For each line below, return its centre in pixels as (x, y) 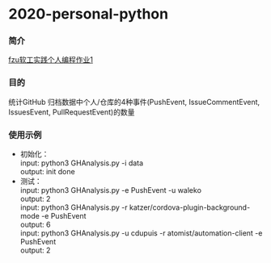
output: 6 (35, 225)
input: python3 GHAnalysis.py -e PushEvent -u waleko (111, 190)
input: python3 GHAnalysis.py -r (74, 207)
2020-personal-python (88, 14)
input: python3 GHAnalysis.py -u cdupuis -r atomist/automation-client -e (141, 233)
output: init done (47, 172)
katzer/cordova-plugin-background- (190, 207)
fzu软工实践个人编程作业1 (51, 60)
